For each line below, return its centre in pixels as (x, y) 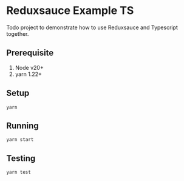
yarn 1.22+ (29, 74)
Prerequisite (30, 53)
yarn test (19, 172)
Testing (21, 158)
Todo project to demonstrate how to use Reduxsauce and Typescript (92, 27)
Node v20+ (29, 67)
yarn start (20, 140)
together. (18, 33)
